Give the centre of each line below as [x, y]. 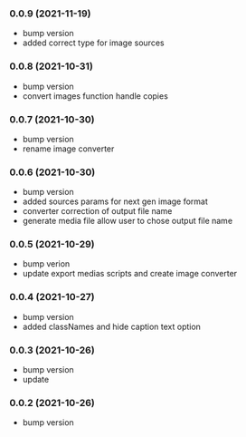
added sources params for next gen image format [115, 201]
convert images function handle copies [95, 96]
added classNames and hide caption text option [112, 326]
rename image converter [68, 149]
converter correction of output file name [97, 211]
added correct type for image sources [93, 43]
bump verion [46, 264]
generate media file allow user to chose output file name [128, 221]
